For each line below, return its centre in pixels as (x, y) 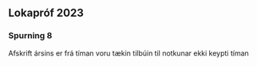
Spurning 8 (30, 36)
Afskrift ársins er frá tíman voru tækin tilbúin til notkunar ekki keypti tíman (128, 53)
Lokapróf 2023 (46, 13)
